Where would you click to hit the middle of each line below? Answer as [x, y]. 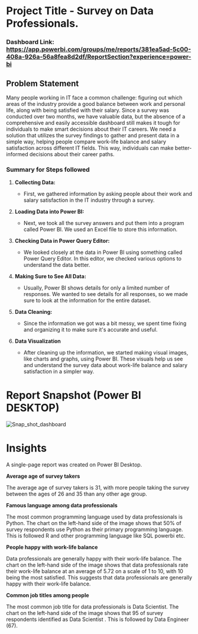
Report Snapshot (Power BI [74, 395]
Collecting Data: [35, 182]
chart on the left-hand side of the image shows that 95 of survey [85, 613]
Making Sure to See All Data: [51, 276]
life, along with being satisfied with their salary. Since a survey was [88, 110]
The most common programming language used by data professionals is [95, 517]
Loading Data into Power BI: [49, 212]
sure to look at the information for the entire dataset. [87, 301]
